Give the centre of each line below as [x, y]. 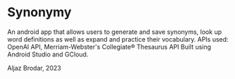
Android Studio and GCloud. [48, 54]
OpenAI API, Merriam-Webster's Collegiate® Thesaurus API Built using [109, 47]
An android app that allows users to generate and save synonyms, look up [115, 32]
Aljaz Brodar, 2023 [34, 68]
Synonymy [39, 12]
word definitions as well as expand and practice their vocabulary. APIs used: [118, 39]
